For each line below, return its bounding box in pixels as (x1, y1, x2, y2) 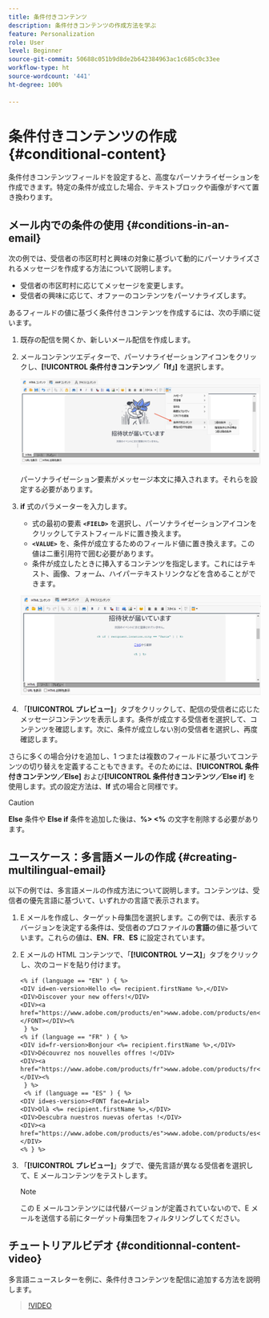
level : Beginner (8, 47, 62, 55)
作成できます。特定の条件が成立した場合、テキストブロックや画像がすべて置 (8, 182, 259, 192)
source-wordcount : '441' (8, 72, 91, 80)
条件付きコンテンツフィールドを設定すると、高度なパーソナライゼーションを (8, 173, 260, 182)
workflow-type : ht (8, 64, 70, 72)
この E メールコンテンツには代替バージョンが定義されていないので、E (19, 1203, 250, 1213)
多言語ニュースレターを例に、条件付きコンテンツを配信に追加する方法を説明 (8, 1274, 260, 1284)
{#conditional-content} (8, 145, 167, 163)
